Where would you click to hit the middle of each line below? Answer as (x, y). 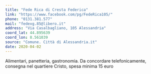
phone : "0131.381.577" (29, 19)
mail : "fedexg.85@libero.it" (35, 24)
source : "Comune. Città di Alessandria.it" (51, 42)
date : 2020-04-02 (23, 47)
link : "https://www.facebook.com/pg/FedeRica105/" (59, 14)
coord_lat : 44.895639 (28, 33)
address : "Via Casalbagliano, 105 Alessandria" (56, 28)
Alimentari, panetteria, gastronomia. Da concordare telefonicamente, (76, 61)
